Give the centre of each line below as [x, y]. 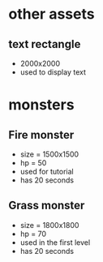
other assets [51, 14]
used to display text [53, 72]
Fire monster [41, 135]
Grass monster [47, 206]
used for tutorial [47, 172]
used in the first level [55, 242]
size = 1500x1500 [49, 154]
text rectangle [45, 44]
